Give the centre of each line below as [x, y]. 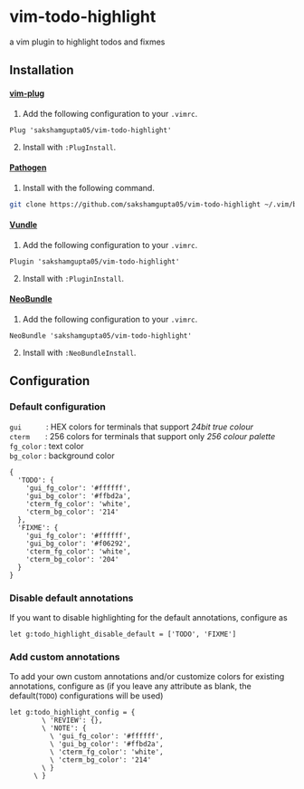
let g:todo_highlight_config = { [72, 713]
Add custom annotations [65, 657]
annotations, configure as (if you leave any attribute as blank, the [130, 687]
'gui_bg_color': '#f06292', [78, 544]
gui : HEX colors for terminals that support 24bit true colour [132, 427]
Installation [42, 70]
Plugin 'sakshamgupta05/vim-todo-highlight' [95, 261]
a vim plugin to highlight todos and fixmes [87, 42]
